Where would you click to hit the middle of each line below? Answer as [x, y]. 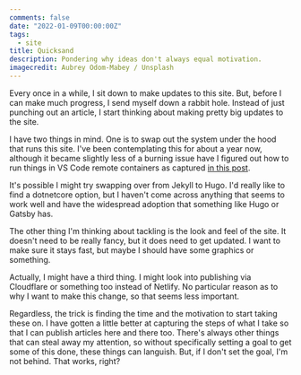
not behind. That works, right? [65, 361]
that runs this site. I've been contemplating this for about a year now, [136, 148]
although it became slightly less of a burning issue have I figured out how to [149, 158]
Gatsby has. [31, 214]
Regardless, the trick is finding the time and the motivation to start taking [143, 313]
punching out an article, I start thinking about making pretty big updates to [146, 112]
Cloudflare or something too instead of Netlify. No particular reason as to [144, 286]
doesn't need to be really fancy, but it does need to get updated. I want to [145, 240]
